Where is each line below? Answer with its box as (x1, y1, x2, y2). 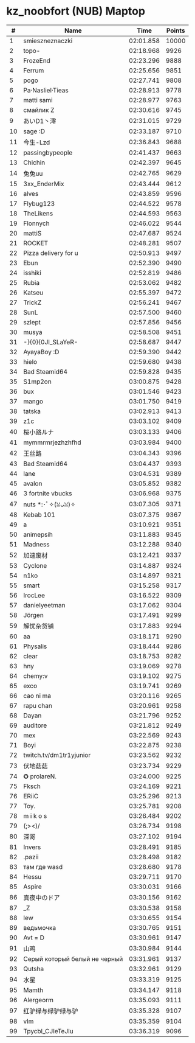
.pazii (23, 853, 39, 861)
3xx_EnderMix (23, 180, 64, 188)
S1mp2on (23, 377, 52, 386)
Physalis (23, 642, 47, 651)
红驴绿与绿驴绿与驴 (23, 1006, 78, 1015)
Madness (23, 540, 50, 548)
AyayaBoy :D (23, 347, 60, 356)
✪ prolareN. (23, 772, 56, 780)
